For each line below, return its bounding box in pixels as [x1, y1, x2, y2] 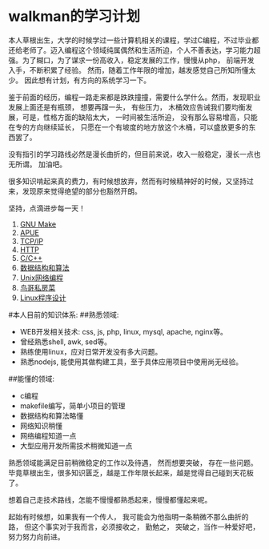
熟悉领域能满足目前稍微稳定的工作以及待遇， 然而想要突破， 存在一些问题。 [8, 458, 258, 467]
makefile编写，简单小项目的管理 [19, 401, 126, 411]
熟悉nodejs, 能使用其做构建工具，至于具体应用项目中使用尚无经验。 [19, 357, 243, 367]
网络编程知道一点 [19, 431, 77, 440]
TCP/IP [19, 236, 44, 246]
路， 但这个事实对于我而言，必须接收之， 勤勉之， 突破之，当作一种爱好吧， [8, 522, 260, 531]
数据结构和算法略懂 [19, 411, 84, 420]
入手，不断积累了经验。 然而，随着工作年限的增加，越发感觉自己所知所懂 [8, 65, 249, 74]
